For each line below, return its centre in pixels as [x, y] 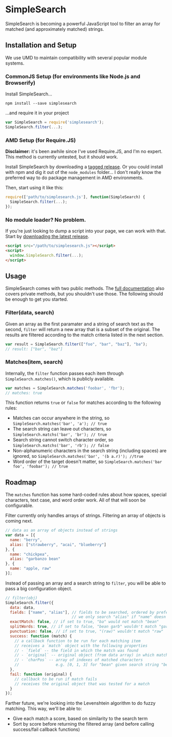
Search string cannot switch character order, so [63, 440]
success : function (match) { [41, 636]
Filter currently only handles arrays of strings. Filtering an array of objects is [85, 516]
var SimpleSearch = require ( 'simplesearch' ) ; [55, 122]
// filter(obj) [21, 598]
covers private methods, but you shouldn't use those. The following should [84, 294]
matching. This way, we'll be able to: [44, 709]
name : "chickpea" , [30, 554]
